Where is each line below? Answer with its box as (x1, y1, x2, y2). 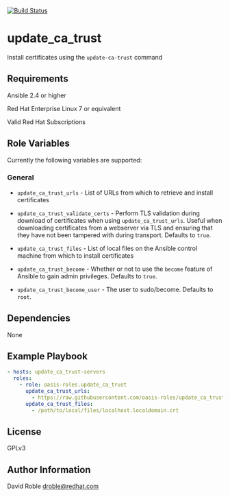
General (7, 173, 34, 182)
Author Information (7, 463, 91, 476)
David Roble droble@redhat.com (7, 482, 99, 490)
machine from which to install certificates (16, 251, 134, 260)
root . (16, 292, 32, 301)
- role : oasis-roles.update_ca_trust (19, 381, 127, 389)
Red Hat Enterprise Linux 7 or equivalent (7, 104, 121, 112)
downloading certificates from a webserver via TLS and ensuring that (16, 223, 214, 232)
